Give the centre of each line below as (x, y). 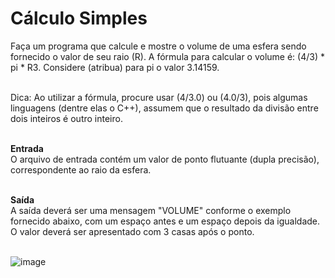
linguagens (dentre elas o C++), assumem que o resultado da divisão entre (164, 108)
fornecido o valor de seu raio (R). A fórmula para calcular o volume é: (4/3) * (167, 56)
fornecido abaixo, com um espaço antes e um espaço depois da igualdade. (165, 221)
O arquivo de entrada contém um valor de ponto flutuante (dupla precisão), (165, 159)
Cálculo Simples (79, 18)
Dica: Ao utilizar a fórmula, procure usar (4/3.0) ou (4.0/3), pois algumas (159, 97)
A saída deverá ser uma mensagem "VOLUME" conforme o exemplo (151, 210)
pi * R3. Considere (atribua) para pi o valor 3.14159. (115, 67)
